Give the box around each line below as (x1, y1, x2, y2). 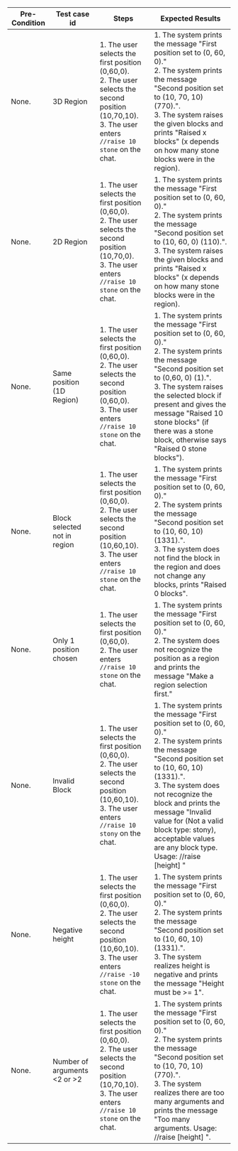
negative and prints (154, 970, 218, 979)
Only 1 (52, 636, 75, 645)
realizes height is (154, 961, 210, 971)
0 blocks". (154, 589, 188, 598)
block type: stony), (154, 825, 216, 834)
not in (52, 531, 72, 541)
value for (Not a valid (154, 816, 224, 826)
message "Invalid (154, 807, 212, 816)
